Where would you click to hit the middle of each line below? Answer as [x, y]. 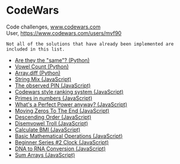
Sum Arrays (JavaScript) [45, 154]
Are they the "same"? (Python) [52, 60]
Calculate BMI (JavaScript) [48, 130]
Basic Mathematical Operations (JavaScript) [69, 136]
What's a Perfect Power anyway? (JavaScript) [71, 104]
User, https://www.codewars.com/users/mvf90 [64, 33]
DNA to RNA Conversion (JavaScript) [60, 149]
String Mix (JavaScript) [43, 79]
